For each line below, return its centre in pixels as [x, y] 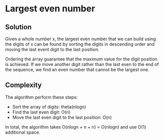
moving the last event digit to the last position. [52, 49]
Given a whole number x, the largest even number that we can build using [81, 39]
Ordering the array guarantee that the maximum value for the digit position [81, 59]
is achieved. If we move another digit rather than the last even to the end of [82, 64]
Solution [18, 27]
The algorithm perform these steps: [41, 97]
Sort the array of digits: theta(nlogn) [49, 107]
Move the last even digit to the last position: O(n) [62, 117]
